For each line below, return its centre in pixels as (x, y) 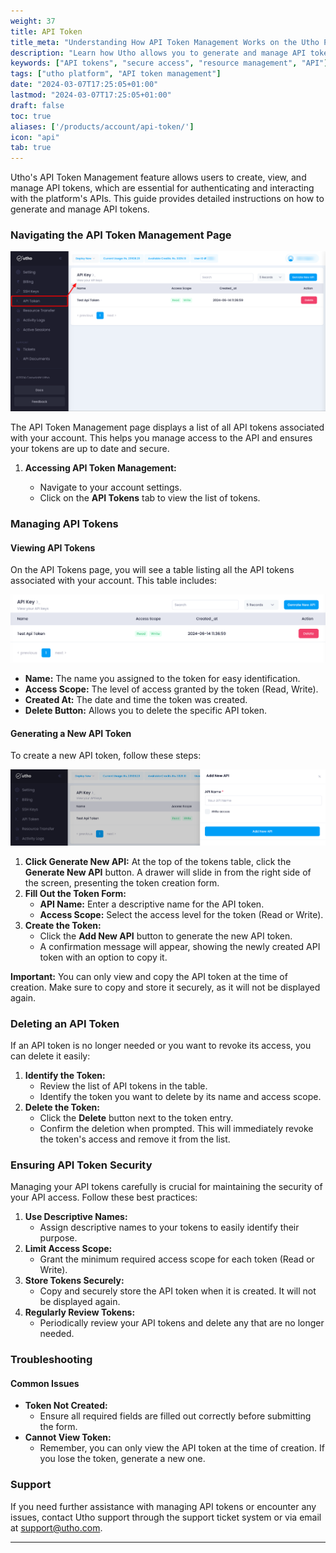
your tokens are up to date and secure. (90, 449)
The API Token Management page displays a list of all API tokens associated (167, 427)
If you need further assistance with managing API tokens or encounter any (163, 1506)
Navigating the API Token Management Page (121, 235)
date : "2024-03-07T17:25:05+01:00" (84, 85)
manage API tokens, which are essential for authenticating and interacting (162, 188)
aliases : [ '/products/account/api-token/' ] (102, 126)
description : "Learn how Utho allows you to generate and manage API (158, 53)
